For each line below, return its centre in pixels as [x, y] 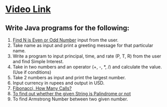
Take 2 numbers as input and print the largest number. [69, 77]
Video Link [28, 9]
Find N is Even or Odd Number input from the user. [66, 40]
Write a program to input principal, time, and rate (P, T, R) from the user [87, 56]
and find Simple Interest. [38, 61]
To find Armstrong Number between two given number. [70, 99]
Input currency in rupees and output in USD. [58, 83]
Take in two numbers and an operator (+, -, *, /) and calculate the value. [87, 67]
